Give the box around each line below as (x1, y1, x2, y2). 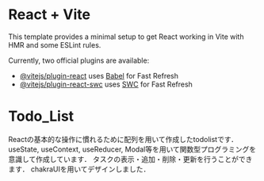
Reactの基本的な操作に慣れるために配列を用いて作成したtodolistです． (8, 134, 239, 144)
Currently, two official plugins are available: (8, 56, 150, 65)
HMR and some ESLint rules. (8, 40, 101, 49)
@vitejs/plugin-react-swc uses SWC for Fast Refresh (19, 79, 193, 89)
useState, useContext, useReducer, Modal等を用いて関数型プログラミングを (8, 144, 256, 154)
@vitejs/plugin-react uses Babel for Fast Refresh (19, 71, 179, 80)
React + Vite (8, 6, 91, 24)
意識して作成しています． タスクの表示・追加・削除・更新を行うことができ (8, 154, 253, 164)
